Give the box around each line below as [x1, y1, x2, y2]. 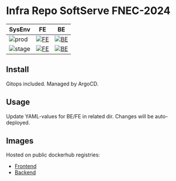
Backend [14, 169, 36, 176]
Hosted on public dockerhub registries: [6, 151, 101, 159]
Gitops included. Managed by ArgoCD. [6, 80, 99, 87]
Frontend [14, 163, 37, 170]
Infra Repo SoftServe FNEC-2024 [6, 4, 171, 18]
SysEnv [9, 25, 31, 33]
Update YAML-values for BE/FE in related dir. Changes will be [6, 112, 154, 119]
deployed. [6, 119, 30, 126]
